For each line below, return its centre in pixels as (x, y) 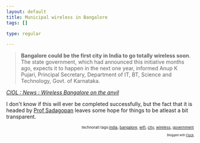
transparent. (21, 117)
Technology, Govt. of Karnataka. (60, 81)
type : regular (24, 33)
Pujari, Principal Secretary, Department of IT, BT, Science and (96, 74)
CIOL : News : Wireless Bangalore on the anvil (62, 92)
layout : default (26, 12)
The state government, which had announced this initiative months (102, 62)
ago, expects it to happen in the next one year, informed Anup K (99, 69)
